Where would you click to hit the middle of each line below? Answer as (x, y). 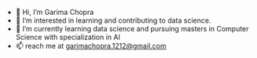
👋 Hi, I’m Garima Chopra (55, 12)
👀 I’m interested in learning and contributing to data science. (113, 20)
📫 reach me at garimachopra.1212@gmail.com (91, 46)
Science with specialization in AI (68, 37)
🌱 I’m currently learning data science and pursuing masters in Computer (132, 29)
